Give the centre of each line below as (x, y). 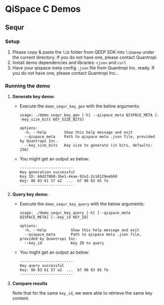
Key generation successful (47, 172)
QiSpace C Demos (43, 9)
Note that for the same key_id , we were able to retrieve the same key (82, 293)
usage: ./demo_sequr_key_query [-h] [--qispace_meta (75, 213)
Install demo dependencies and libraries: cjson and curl (69, 62)
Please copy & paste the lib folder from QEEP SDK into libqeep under (83, 52)
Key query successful (42, 266)
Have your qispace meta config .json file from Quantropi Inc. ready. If (83, 68)
